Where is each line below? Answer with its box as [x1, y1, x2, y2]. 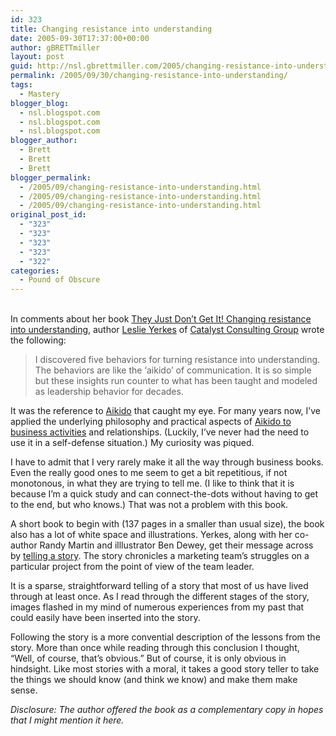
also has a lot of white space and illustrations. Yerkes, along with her [10, 529, 293, 541]
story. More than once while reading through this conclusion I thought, [10, 642, 300, 654]
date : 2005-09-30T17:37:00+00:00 [10, 33, 150, 43]
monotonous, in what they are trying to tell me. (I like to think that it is [10, 477, 295, 490]
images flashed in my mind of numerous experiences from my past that [10, 601, 305, 613]
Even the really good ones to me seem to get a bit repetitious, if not [10, 467, 288, 479]
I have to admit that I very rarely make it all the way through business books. [10, 456, 324, 468]
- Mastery [19, 89, 60, 99]
